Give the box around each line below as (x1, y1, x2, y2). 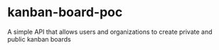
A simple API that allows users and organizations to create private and (7, 27, 213, 36)
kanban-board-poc (7, 4, 123, 20)
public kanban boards (7, 35, 71, 43)
